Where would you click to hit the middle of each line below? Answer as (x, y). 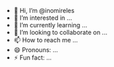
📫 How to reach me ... (46, 40)
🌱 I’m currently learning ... (50, 25)
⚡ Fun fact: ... (32, 57)
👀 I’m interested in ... (43, 18)
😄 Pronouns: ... (36, 50)
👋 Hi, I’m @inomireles (44, 11)
